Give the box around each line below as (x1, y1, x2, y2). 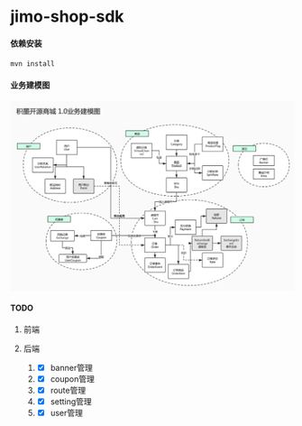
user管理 (50, 408, 84, 419)
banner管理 (50, 362, 93, 373)
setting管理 (50, 396, 93, 407)
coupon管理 (50, 374, 96, 384)
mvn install (10, 60, 55, 69)
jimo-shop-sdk (10, 6, 124, 27)
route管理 (50, 385, 87, 396)
